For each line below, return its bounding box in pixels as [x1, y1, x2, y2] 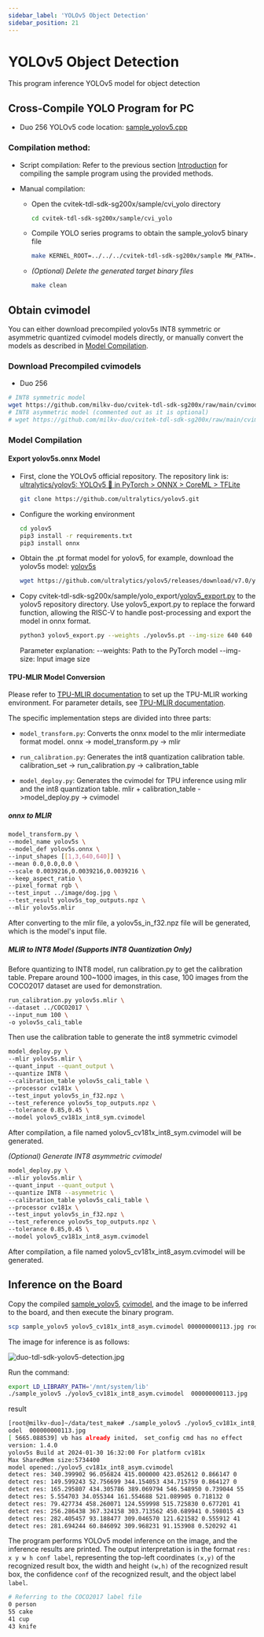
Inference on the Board [8, 1278, 123, 1292]
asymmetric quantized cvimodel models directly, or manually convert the [8, 332, 244, 342]
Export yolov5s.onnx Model [8, 454, 101, 463]
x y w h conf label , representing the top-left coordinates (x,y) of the [8, 1553, 236, 1562]
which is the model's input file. [8, 926, 108, 936]
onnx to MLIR [8, 811, 53, 820]
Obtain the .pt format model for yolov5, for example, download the [19, 553, 234, 563]
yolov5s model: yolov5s [19, 562, 97, 571]
